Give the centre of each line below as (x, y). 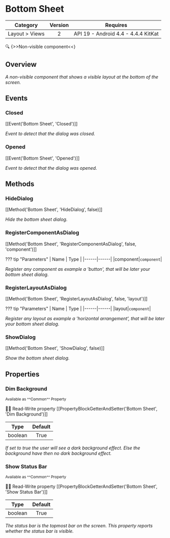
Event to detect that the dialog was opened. (51, 168)
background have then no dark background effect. (59, 453)
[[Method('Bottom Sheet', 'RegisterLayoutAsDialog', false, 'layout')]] (76, 299)
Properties (22, 374)
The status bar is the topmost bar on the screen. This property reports (79, 526)
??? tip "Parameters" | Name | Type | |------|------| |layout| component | (78, 309)
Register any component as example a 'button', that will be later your (78, 269)
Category (26, 25)
